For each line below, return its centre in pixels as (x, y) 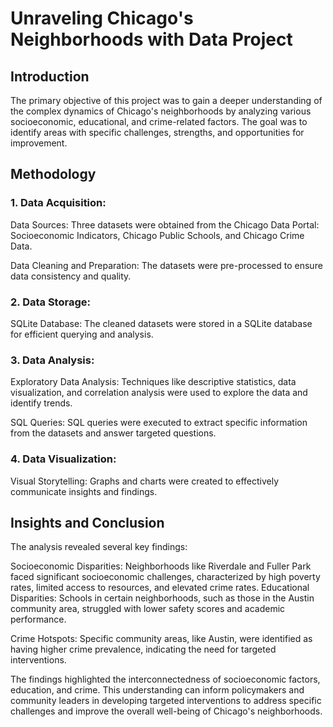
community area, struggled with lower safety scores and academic (148, 609)
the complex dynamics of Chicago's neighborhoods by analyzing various (161, 111)
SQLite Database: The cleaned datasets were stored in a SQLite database (161, 323)
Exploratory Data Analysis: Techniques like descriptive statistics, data (153, 382)
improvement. (39, 143)
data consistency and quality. (71, 276)
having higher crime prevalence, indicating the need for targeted (143, 649)
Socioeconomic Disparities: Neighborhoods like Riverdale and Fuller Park (161, 566)
